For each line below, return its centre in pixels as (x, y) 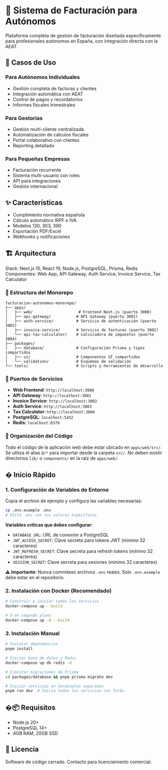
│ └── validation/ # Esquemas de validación (68, 362)
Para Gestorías (24, 118)
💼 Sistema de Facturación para (71, 11)
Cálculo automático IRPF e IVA (44, 221)
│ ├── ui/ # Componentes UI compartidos (73, 357)
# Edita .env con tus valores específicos (51, 515)
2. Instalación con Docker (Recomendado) (58, 591)
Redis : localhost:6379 (36, 423)
